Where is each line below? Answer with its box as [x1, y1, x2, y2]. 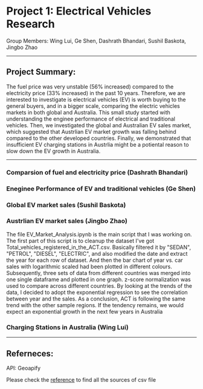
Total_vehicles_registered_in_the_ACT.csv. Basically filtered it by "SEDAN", [6, 244, 192, 251]
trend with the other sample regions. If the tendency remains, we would [6, 301, 184, 308]
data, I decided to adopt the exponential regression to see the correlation [6, 288, 188, 296]
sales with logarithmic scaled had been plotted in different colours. [6, 262, 172, 270]
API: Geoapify [6, 364, 41, 371]
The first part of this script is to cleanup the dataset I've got [6, 237, 155, 244]
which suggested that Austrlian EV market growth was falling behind [6, 128, 176, 135]
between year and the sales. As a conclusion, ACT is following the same [6, 295, 185, 302]
